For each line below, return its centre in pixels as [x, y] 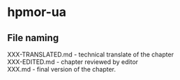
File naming [33, 38]
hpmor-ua [37, 12]
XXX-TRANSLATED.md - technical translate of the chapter [91, 54]
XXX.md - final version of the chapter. [62, 69]
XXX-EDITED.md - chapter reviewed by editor [73, 62]
